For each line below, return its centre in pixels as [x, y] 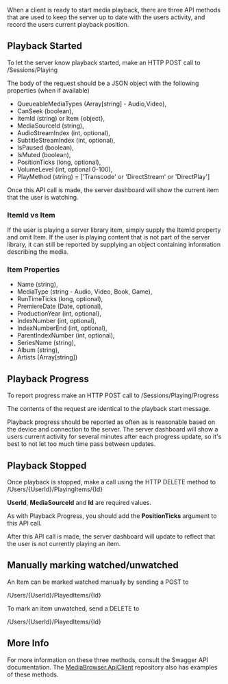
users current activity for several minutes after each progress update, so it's [114, 437]
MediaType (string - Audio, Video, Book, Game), [85, 292]
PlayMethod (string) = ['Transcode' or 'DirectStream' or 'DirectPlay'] [113, 176]
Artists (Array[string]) [47, 357]
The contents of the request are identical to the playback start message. [109, 409]
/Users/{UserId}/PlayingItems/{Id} [55, 489]
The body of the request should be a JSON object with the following [103, 83]
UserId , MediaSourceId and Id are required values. [79, 503]
